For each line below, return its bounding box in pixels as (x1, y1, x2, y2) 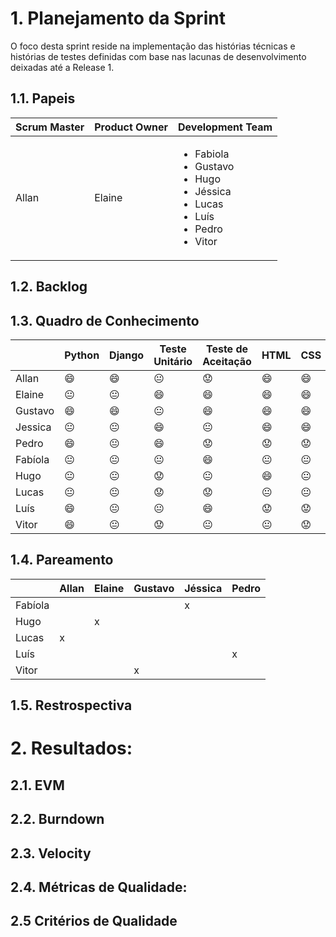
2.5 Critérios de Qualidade (10, 913, 178, 930)
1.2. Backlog (10, 278, 88, 296)
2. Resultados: (10, 737, 133, 760)
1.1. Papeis (10, 90, 76, 107)
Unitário (153, 354, 193, 368)
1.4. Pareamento (10, 552, 114, 569)
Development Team (178, 120, 273, 134)
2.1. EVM (10, 777, 65, 794)
